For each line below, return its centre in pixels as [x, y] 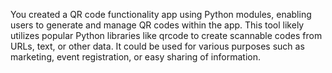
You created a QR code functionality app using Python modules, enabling [161, 14]
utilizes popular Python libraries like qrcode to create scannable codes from [166, 35]
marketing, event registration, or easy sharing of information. [135, 57]
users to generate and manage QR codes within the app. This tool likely [157, 25]
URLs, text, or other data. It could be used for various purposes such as [157, 46]
